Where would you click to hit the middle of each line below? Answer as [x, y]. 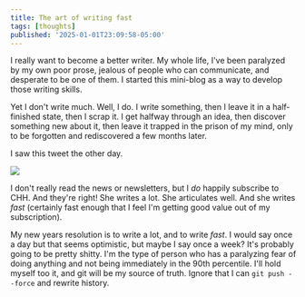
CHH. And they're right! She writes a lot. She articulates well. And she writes [153, 198]
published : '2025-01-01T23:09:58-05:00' [88, 35]
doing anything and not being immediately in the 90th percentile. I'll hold [146, 263]
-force [23, 284]
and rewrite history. [73, 283]
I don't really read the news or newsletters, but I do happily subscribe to [145, 188]
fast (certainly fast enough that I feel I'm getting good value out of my [140, 208]
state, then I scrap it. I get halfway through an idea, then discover [164, 117]
